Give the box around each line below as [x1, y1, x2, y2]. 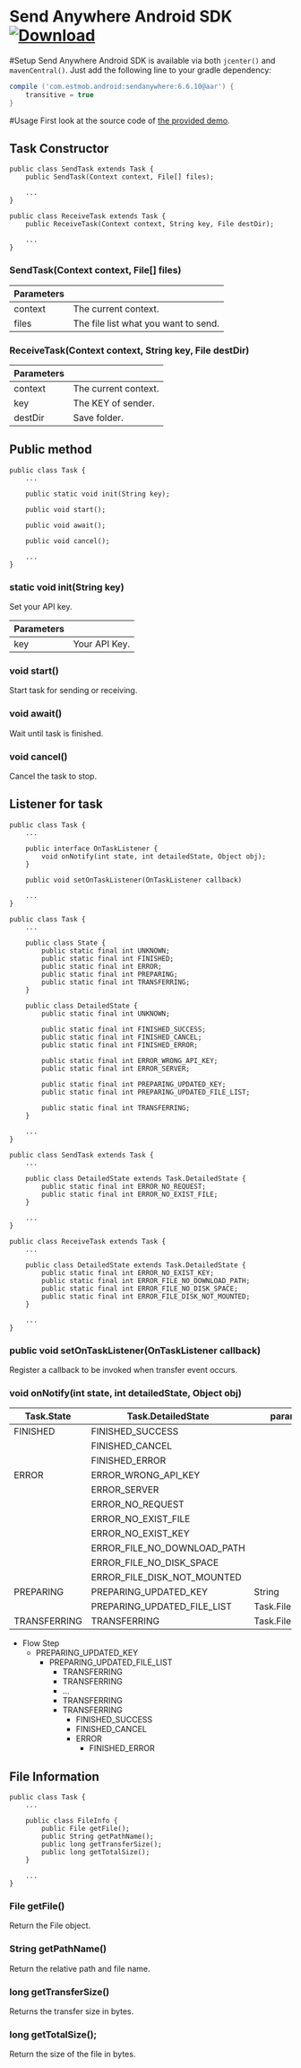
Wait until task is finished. [9, 727, 104, 738]
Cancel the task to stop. [9, 770, 97, 781]
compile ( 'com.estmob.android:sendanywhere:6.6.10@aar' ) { [9, 82, 235, 91]
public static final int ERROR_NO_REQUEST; [41, 1182, 206, 1191]
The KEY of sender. [73, 397, 155, 409]
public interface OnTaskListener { [25, 844, 159, 853]
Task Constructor [9, 141, 109, 156]
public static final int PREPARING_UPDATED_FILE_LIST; [41, 1087, 251, 1096]
